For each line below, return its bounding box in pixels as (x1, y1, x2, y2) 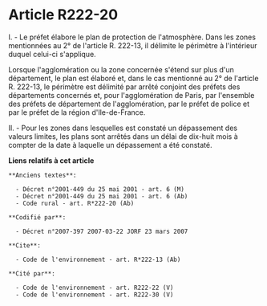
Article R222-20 (8, 6, 119, 24)
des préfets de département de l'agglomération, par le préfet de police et (8, 99, 250, 108)
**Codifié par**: (8, 213, 67, 222)
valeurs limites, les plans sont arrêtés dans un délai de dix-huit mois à (8, 131, 238, 141)
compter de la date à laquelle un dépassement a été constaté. (8, 140, 212, 149)
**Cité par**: (8, 269, 56, 278)
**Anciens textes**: (8, 171, 78, 179)
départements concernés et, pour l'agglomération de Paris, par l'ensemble (8, 90, 255, 100)
